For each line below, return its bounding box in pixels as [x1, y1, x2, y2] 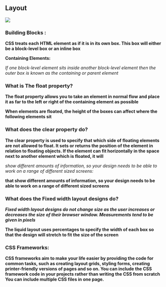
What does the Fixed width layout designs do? [5, 195, 119, 202]
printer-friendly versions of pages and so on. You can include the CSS [5, 266, 152, 272]
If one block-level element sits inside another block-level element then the [5, 65, 156, 71]
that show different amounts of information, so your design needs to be [5, 178, 155, 184]
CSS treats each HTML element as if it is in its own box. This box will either [5, 41, 162, 47]
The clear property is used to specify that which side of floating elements [5, 137, 160, 143]
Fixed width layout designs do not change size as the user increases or [5, 206, 155, 212]
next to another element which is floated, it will [5, 153, 104, 159]
